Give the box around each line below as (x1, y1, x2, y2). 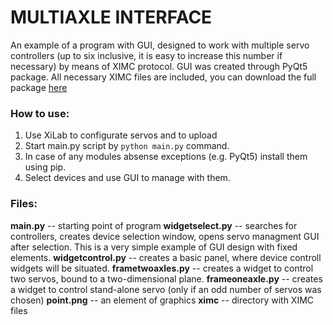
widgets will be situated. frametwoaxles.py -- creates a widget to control (10, 262, 314, 274)
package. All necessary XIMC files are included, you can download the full (10, 71, 317, 83)
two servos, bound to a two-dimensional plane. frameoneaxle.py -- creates (10, 272, 323, 285)
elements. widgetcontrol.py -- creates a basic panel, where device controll (10, 251, 322, 263)
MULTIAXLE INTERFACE (10, 6, 213, 29)
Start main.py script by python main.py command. (24, 140, 230, 152)
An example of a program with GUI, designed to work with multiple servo (10, 39, 310, 51)
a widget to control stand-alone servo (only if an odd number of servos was (10, 283, 322, 295)
